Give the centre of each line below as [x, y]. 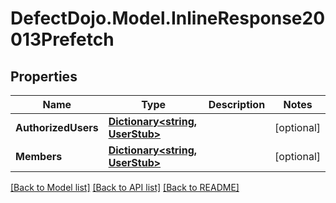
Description [237, 104]
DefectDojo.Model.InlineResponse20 [168, 18]
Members [39, 156]
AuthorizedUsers [57, 127]
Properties [44, 76]
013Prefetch [62, 39]
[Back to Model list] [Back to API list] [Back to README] [125, 187]
